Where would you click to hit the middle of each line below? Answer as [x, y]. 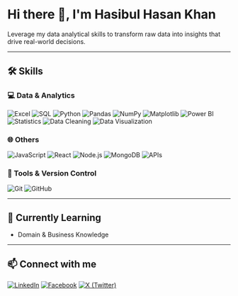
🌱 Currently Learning [54, 218]
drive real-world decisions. [47, 41]
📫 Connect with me [52, 264]
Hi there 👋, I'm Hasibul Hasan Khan [112, 15]
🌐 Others [23, 140]
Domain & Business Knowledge [63, 235]
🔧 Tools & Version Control [52, 173]
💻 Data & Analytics [41, 96]
